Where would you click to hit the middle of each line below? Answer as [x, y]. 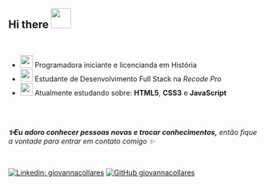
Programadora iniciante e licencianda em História [116, 65]
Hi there [29, 25]
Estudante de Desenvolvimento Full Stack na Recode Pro [128, 79]
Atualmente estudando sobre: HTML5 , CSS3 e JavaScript [130, 92]
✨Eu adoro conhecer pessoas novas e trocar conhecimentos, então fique [133, 132]
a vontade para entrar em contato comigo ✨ [82, 141]
